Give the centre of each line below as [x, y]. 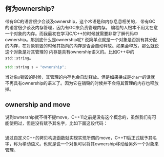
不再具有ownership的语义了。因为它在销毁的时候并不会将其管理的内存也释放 [82, 83]
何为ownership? [30, 9]
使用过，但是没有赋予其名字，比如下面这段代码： [58, 123]
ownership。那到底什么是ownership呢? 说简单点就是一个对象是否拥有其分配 [81, 39]
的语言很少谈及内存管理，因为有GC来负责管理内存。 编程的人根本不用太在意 [82, 27]
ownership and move [38, 105]
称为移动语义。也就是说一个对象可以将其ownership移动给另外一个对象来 [86, 144]
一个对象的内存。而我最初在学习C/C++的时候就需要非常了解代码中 [72, 34]
